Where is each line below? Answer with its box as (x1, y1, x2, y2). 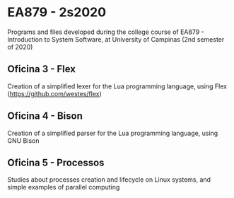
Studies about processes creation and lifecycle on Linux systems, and (7, 175, 211, 184)
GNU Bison (7, 136, 40, 145)
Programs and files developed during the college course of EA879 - (7, 28, 204, 36)
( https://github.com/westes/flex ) (7, 89, 103, 98)
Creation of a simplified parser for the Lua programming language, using (7, 129, 218, 137)
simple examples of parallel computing (7, 183, 120, 192)
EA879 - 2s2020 (7, 4, 107, 21)
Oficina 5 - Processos (7, 156, 105, 168)
